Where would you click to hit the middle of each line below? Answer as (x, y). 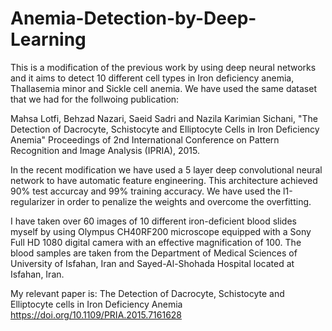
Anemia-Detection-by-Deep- (133, 18)
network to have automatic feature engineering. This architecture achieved (164, 180)
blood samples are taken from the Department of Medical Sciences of (154, 253)
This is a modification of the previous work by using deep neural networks (163, 67)
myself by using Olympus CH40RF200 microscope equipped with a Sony (161, 231)
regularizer (33, 201)
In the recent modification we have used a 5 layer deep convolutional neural (166, 169)
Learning (48, 39)
